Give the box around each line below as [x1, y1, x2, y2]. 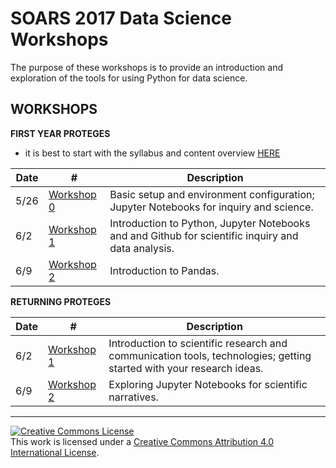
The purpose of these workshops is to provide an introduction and [10, 61, 283, 73]
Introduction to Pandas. [109, 263, 220, 277]
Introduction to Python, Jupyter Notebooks [109, 216, 311, 230]
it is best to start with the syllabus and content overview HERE [24, 147, 281, 159]
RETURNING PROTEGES [10, 295, 112, 307]
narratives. [108, 390, 159, 404]
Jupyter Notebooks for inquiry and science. [109, 200, 314, 214]
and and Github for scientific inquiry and [109, 228, 299, 242]
